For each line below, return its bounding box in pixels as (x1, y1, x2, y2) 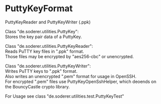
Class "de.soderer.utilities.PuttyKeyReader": (5, 43, 93, 49)
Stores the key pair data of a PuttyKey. (5, 34, 82, 40)
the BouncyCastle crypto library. (5, 83, 70, 89)
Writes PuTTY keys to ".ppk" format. (5, 68, 78, 74)
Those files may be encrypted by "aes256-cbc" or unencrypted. (5, 53, 134, 59)
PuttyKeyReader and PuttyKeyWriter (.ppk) (5, 19, 91, 25)
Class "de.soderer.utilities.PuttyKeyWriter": (5, 63, 91, 69)
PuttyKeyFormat (5, 3, 73, 14)
